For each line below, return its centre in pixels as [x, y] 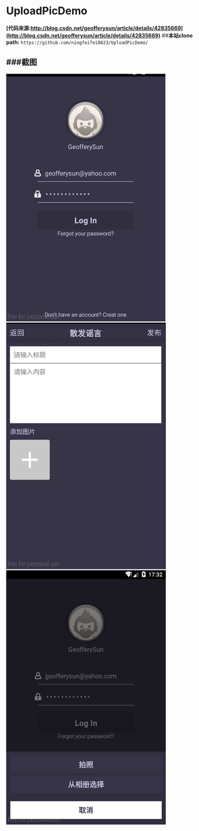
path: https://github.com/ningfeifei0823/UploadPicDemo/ [77, 42]
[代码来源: [18, 28]
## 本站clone [177, 35]
